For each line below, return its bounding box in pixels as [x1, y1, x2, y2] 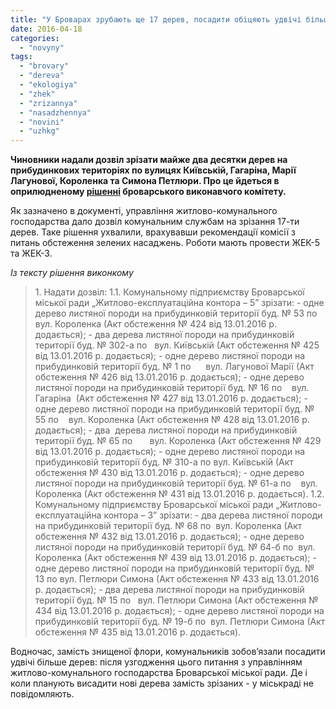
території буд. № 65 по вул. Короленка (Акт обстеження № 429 [34, 435, 322, 447]
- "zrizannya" [19, 98, 78, 108]
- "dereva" [19, 71, 65, 81]
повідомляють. [10, 688, 75, 700]
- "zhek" [19, 89, 56, 99]
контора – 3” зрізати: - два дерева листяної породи [103, 509, 323, 521]
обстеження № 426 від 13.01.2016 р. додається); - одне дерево [34, 371, 305, 383]
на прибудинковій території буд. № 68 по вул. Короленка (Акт [34, 520, 303, 532]
